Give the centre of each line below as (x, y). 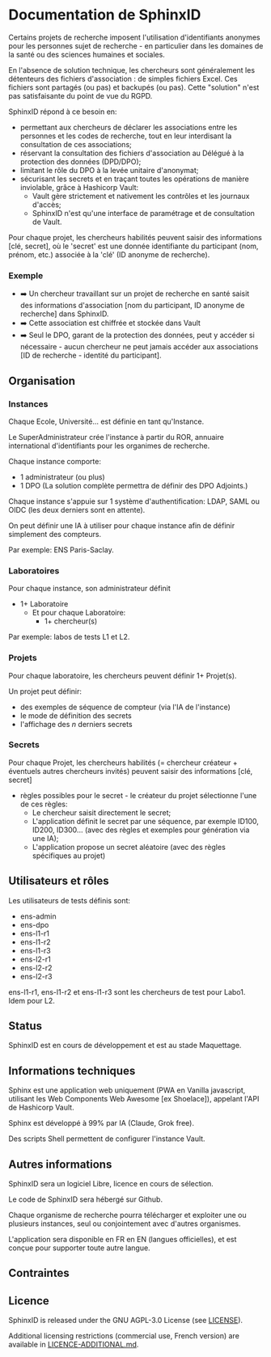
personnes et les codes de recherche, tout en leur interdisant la (126, 136)
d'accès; (47, 205)
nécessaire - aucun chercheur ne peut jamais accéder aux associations (139, 347)
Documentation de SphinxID (105, 15)
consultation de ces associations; (76, 144)
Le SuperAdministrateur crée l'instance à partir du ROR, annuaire (116, 437)
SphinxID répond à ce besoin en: (63, 112)
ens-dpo (34, 924)
